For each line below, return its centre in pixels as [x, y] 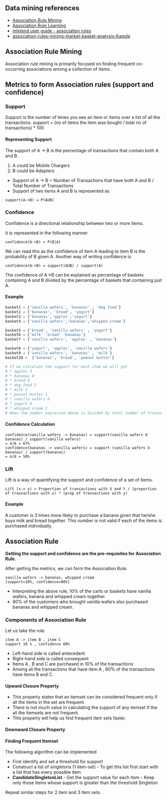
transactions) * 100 [25, 128]
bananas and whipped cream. [43, 607]
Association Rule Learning [39, 25]
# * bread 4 [17, 381]
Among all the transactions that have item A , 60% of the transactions [83, 669]
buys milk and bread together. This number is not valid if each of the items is [83, 521]
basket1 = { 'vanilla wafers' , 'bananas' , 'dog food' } [63, 307]
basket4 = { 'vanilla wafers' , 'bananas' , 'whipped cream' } [65, 321]
